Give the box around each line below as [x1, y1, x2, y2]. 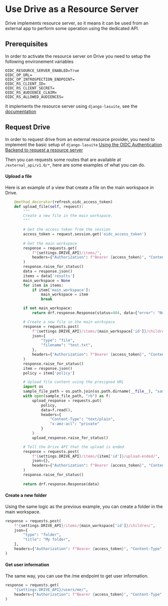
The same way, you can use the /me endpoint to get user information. [5, 573, 149, 579]
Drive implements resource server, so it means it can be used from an [5, 20, 149, 26]
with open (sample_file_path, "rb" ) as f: [23, 393, 111, 398]
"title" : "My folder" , [23, 537, 70, 542]
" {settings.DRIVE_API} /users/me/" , [14, 587, 88, 592]
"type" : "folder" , [23, 532, 61, 537]
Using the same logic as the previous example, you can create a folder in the [5, 503, 163, 509]
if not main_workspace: [23, 306, 72, 311]
